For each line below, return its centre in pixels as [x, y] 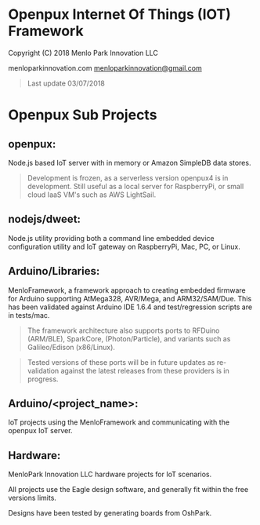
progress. [43, 379]
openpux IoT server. [40, 431]
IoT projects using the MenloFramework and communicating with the [119, 422]
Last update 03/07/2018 [66, 83]
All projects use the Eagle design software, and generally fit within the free [128, 490]
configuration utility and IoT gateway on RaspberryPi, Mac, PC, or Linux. [124, 246]
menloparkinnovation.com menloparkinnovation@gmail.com [105, 67]
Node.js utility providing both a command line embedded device [111, 238]
